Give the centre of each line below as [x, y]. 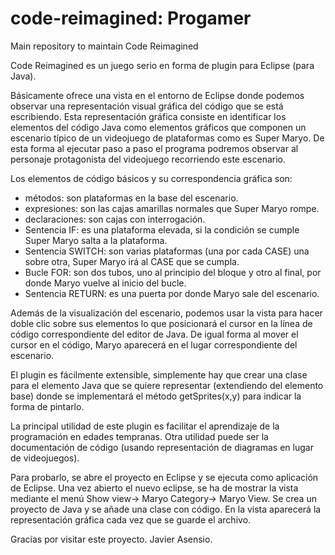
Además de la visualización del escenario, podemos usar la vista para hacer [166, 313]
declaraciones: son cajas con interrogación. [115, 219]
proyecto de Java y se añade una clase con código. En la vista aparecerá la [166, 509]
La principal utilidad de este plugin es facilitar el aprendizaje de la [145, 426]
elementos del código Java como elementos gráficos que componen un [158, 127]
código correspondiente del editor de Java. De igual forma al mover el [154, 334]
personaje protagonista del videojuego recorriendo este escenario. [148, 159]
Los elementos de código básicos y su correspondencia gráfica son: [151, 178]
